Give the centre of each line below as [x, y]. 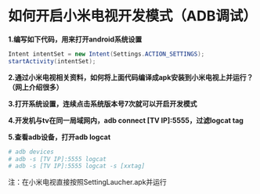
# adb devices [31, 152]
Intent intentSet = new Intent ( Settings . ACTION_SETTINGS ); [107, 54]
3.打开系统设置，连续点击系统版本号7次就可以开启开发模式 [103, 103]
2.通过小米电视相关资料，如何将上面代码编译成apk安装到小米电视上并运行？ [131, 77]
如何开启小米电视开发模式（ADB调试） [132, 16]
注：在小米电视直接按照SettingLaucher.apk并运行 [87, 182]
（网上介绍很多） [36, 87]
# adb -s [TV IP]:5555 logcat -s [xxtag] [77, 166]
